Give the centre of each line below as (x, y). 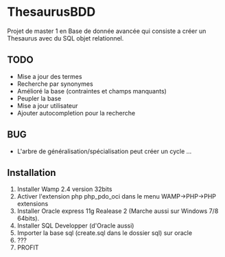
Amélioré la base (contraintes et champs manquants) (92, 91)
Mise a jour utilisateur (47, 105)
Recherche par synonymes (55, 84)
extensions (33, 204)
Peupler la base (39, 98)
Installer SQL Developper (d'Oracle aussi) (75, 226)
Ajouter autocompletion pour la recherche (76, 113)
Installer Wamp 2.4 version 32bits (64, 189)
